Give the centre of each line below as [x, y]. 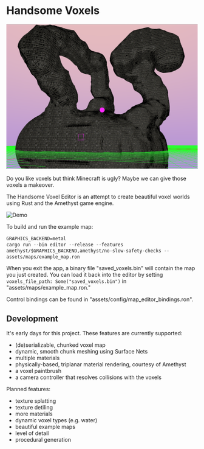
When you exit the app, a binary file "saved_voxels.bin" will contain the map [101, 268]
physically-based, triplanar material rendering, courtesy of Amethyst [100, 364]
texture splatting [36, 401]
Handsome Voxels [53, 11]
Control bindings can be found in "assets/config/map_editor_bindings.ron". [100, 299]
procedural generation [43, 440]
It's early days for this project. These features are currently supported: [94, 333]
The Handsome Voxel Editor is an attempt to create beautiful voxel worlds [98, 197]
